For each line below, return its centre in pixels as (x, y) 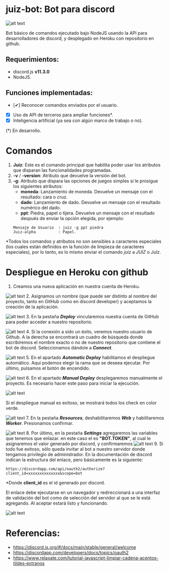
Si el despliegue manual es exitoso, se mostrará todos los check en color (81, 403)
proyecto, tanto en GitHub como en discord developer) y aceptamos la (79, 301)
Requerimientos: (32, 60)
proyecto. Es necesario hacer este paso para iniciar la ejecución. (73, 383)
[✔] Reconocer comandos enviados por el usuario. (65, 105)
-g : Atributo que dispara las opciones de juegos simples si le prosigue (85, 181)
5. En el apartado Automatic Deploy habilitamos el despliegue (91, 357)
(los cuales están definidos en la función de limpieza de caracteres (75, 246)
